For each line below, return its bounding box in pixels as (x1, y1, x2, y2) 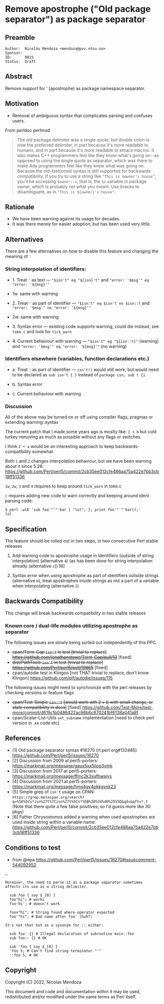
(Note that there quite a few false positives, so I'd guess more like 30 (12, 803, 151, 809)
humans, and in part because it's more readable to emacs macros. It (17, 147, 155, 153)
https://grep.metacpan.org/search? (12, 794, 85, 800)
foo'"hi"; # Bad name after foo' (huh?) (9, 914, 93, 919)
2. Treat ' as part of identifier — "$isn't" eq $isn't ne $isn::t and (12, 300, 150, 306)
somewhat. (32, 449, 55, 455)
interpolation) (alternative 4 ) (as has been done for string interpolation (12, 558, 153, 563)
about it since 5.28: (5, 464, 44, 469)
